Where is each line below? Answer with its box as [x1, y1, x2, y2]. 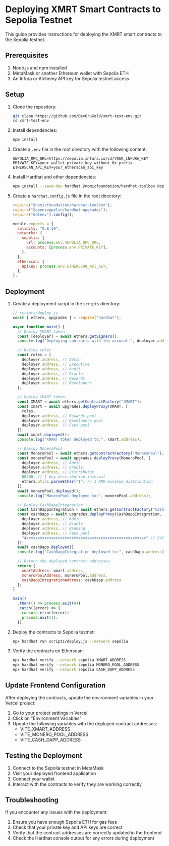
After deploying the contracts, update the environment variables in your [5, 694, 154, 700]
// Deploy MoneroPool [17, 446, 63, 451]
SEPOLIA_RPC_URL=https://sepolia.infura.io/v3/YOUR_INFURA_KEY [12, 156, 149, 161]
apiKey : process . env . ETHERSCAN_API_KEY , [22, 264, 108, 269]
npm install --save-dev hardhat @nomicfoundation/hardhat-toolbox [12, 184, 155, 189]
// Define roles [17, 347, 51, 353]
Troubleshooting [5, 796, 59, 804]
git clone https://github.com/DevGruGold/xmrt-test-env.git [12, 113, 142, 119]
